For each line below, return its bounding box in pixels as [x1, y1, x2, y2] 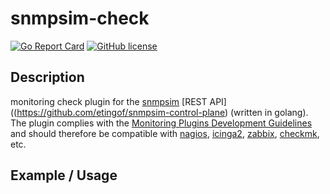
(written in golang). [230, 106, 309, 118]
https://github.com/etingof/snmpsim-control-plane [16, 106, 225, 118]
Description [10, 69, 85, 86]
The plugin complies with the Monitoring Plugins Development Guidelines [10, 117, 313, 129]
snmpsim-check [10, 7, 150, 30]
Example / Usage [10, 167, 118, 184]
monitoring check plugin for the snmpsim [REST [10, 95, 208, 107]
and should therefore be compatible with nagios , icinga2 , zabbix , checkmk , [10, 127, 320, 139]
